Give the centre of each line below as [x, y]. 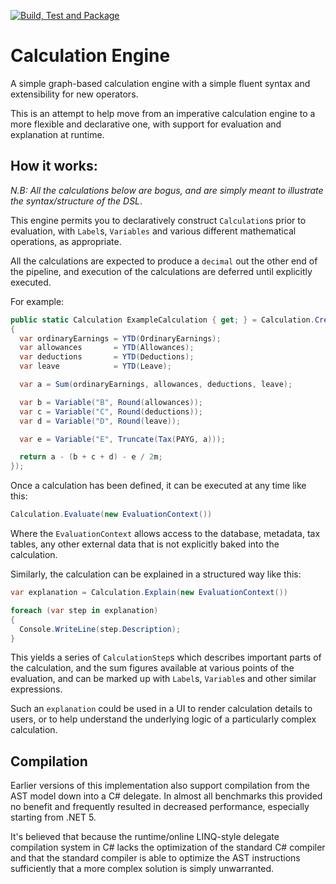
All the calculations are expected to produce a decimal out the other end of [164, 261]
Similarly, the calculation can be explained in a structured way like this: [156, 574]
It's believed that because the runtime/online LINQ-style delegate [145, 837]
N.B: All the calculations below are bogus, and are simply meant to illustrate [167, 190]
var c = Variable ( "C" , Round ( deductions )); [111, 411]
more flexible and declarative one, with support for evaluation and [146, 124]
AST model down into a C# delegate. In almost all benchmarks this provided [166, 796]
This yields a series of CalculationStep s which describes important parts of [166, 657]
